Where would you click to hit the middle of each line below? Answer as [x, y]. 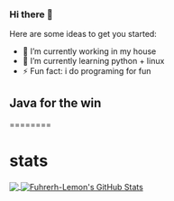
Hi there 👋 [32, 14]
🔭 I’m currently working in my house [89, 51]
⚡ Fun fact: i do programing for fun [87, 71]
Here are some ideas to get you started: [83, 34]
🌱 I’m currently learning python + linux [93, 61]
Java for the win [55, 103]
